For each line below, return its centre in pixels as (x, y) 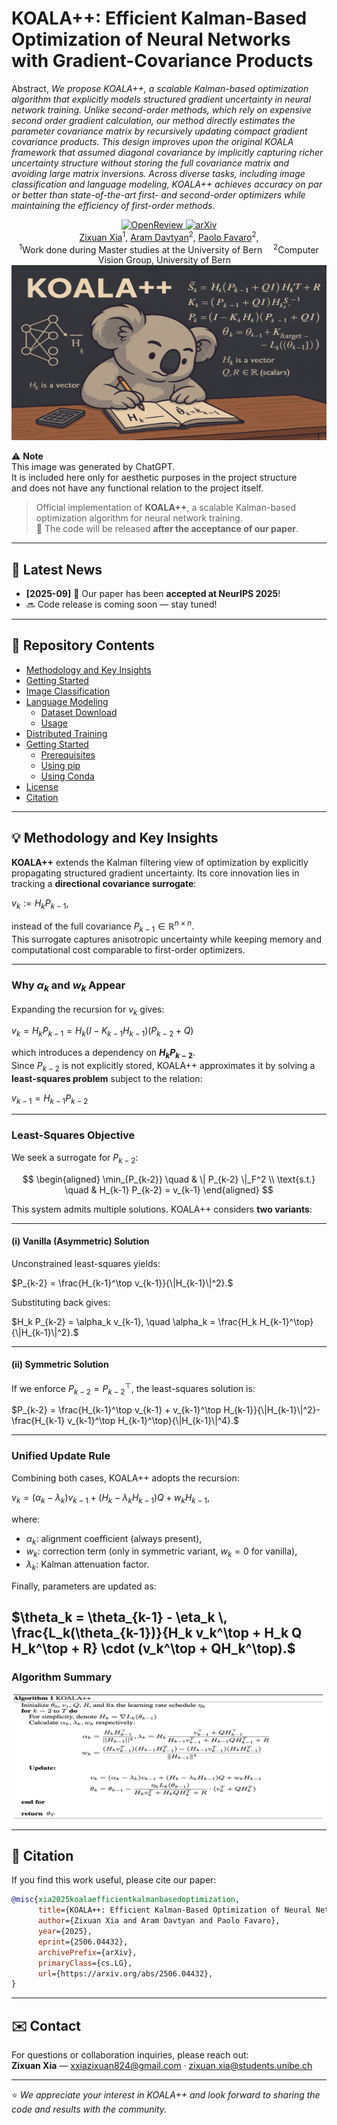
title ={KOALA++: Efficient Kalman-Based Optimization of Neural (174, 1910)
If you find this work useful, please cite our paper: (114, 1880)
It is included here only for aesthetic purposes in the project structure (154, 478)
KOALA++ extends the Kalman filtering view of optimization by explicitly (160, 862)
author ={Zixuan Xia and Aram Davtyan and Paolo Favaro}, (159, 1921)
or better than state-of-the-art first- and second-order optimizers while (158, 194)
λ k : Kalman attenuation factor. (87, 1565)
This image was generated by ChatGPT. (93, 467)
